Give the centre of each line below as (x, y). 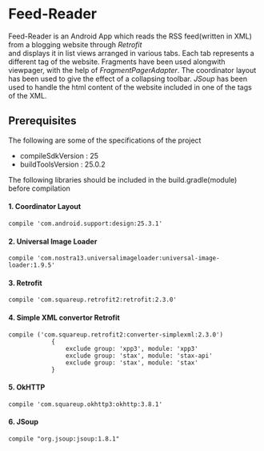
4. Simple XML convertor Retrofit (64, 317)
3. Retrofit (25, 283)
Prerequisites (42, 121)
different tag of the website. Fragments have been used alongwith (117, 62)
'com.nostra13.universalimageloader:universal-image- (128, 258)
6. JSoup (23, 422)
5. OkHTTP (27, 387)
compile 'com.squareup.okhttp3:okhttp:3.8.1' (85, 404)
